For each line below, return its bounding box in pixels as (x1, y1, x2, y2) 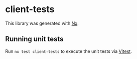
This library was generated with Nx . (5, 20, 79, 26)
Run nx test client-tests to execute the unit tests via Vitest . (5, 48, 132, 54)
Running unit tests (5, 35, 64, 43)
